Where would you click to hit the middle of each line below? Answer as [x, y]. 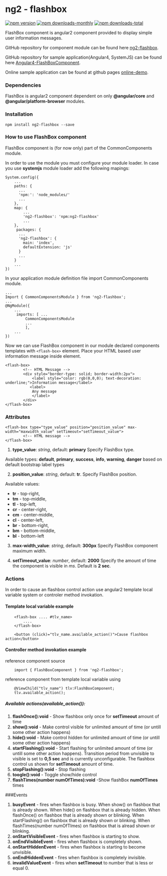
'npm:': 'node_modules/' [44, 195]
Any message [44, 391]
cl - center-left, [28, 520]
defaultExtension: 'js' [48, 247]
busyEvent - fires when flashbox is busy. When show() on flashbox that [86, 804]
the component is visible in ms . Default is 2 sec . [62, 566]
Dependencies [23, 85]
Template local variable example [39, 606]
